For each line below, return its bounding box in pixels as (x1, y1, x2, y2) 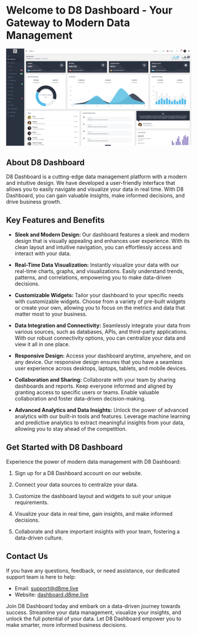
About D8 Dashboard (6, 157, 85, 167)
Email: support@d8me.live (14, 584, 79, 591)
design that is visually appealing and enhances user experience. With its (14, 237, 190, 244)
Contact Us (6, 551, 48, 561)
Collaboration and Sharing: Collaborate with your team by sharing (14, 376, 176, 383)
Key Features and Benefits (6, 215, 105, 225)
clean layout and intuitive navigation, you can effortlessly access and (14, 243, 182, 251)
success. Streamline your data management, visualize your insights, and (6, 609, 181, 616)
